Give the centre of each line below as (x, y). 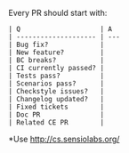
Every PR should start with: (58, 13)
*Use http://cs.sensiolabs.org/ (64, 139)
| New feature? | (56, 52)
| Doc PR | (56, 115)
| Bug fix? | (56, 44)
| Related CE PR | (56, 123)
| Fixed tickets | (56, 107)
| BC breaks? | (56, 60)
